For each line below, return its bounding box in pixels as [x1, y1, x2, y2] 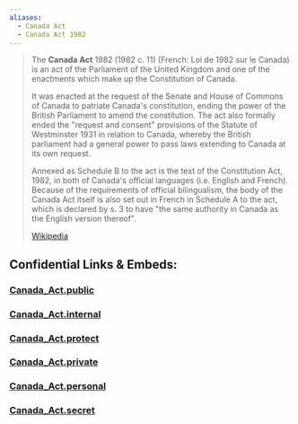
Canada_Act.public [9, 284, 95, 296]
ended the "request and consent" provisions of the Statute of [31, 119, 258, 130]
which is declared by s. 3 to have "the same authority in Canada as [31, 204, 279, 215]
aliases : [9, 13, 42, 22]
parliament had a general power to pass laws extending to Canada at [31, 138, 286, 149]
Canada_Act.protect [9, 331, 100, 344]
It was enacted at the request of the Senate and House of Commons [31, 91, 285, 102]
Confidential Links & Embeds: [9, 257, 178, 272]
